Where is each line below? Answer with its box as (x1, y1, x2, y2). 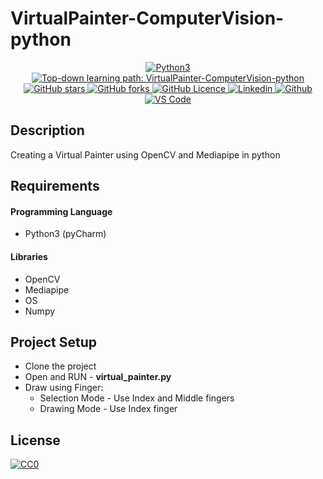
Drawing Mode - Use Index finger (39, 403, 178, 415)
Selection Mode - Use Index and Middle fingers (39, 392, 235, 404)
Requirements (10, 178, 100, 195)
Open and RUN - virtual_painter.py (24, 371, 172, 383)
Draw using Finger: (24, 382, 104, 394)
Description (10, 122, 85, 139)
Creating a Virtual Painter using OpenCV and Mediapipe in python (10, 148, 281, 161)
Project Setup (10, 333, 98, 351)
